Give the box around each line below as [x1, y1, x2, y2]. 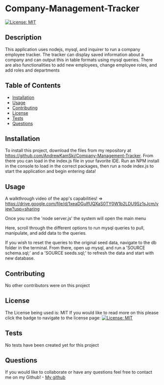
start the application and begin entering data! [5, 168, 96, 174]
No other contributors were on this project [5, 283, 90, 288]
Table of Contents [5, 81, 61, 90]
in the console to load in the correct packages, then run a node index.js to [5, 163, 154, 169]
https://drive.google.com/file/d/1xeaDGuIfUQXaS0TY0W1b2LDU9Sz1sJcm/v [5, 201, 159, 207]
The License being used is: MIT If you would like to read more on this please [5, 310, 159, 315]
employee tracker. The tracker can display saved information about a [5, 51, 144, 57]
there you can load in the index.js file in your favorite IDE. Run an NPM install [5, 158, 160, 164]
